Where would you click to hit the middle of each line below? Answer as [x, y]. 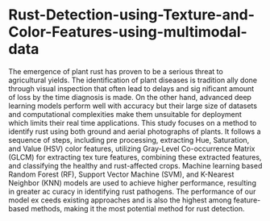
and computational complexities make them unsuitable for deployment [125, 114]
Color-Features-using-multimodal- [128, 32]
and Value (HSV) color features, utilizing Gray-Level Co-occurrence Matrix [132, 148]
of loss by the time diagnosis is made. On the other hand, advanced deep [130, 97]
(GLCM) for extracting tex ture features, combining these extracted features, [135, 157]
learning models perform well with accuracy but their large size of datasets [133, 106]
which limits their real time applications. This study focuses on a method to [133, 123]
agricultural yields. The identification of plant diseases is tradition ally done [133, 80]
